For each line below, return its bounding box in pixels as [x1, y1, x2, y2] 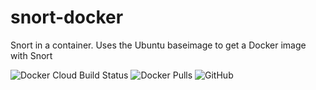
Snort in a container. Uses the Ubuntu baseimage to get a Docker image [10, 39, 307, 51]
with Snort [10, 49, 53, 61]
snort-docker [10, 6, 124, 29]
